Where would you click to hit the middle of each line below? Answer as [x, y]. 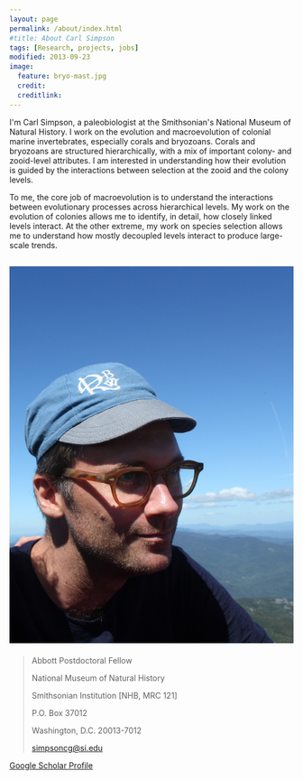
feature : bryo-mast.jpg [62, 77]
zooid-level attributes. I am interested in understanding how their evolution [148, 160]
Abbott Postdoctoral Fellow [82, 661]
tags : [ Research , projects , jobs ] [74, 48]
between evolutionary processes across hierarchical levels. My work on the [150, 207]
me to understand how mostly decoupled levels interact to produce [134, 236]
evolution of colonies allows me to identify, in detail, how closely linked [141, 216]
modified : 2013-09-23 [50, 57]
